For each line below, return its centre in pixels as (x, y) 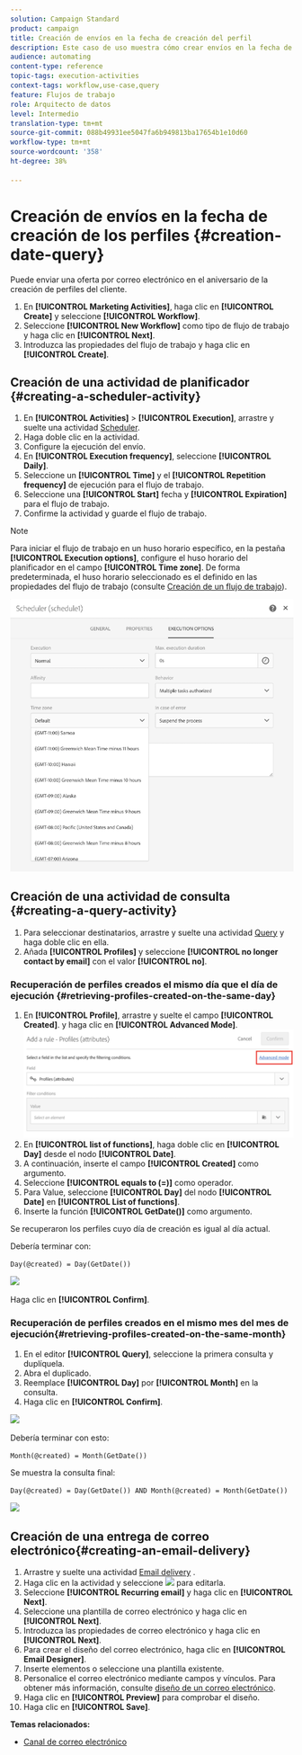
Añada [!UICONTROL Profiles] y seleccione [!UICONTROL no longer (151, 951)
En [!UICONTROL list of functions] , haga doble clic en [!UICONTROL (151, 1145)
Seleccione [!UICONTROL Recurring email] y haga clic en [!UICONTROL (158, 1592)
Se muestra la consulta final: (63, 1472)
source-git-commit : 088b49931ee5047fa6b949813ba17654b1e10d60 (129, 133)
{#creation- (237, 235)
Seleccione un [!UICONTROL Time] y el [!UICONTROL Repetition (144, 476)
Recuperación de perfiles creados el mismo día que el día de (144, 984)
